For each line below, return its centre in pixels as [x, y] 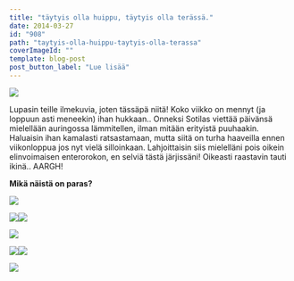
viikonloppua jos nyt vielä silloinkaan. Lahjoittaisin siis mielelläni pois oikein [147, 147]
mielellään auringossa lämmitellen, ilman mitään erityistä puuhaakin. [134, 128]
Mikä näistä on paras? [51, 183]
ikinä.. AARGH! [37, 166]
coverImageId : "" [42, 51]
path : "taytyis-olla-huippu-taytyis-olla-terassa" [105, 42]
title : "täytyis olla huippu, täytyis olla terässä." [112, 17]
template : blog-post [48, 59]
